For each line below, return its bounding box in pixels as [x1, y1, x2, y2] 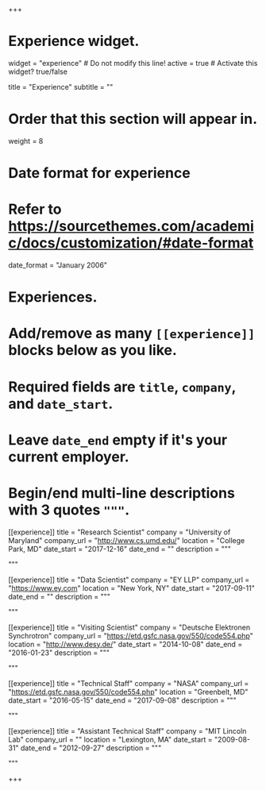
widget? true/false [8, 67, 67, 76]
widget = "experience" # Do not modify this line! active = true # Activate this [8, 58, 258, 67]
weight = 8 [8, 136, 44, 145]
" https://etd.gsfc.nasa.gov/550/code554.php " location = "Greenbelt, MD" [8, 687, 249, 696]
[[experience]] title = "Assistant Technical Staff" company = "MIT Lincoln [8, 726, 247, 735]
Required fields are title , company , [8, 378, 237, 395]
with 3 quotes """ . [8, 501, 130, 518]
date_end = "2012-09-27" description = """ [20, 743, 162, 753]
